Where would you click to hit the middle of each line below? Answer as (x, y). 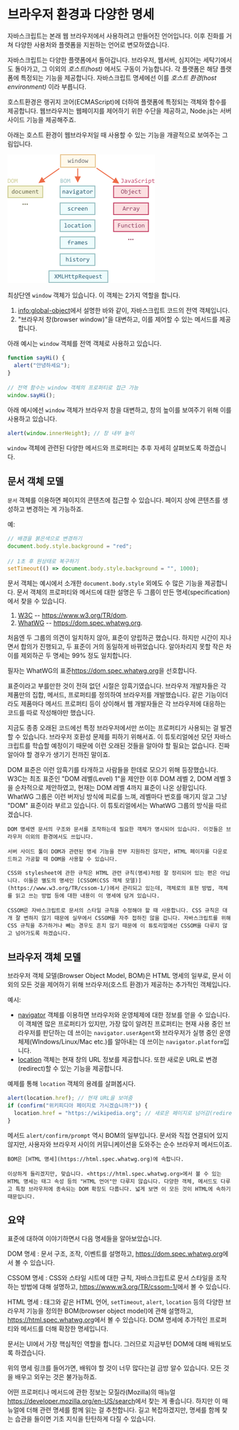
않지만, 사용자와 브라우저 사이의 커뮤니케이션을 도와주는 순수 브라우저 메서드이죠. (120, 1144)
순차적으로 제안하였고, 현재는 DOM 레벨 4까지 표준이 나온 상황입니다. (111, 788)
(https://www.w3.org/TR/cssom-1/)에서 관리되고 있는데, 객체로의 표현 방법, (111, 889)
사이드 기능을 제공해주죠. (42, 119)
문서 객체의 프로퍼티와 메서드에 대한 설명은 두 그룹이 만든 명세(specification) (123, 592)
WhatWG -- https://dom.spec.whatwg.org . (80, 623)
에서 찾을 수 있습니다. (37, 601)
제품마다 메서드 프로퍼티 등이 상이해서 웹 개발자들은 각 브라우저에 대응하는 (123, 704)
